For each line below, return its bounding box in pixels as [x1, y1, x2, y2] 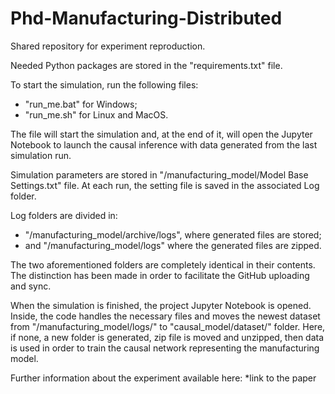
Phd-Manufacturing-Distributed [10, 7, 283, 30]
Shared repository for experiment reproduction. [10, 40, 206, 52]
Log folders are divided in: [10, 209, 118, 221]
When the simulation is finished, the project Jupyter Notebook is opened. [10, 299, 312, 311]
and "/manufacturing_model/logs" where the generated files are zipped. [24, 239, 322, 251]
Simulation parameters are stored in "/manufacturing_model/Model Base [10, 168, 309, 181]
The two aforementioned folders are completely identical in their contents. [10, 258, 316, 271]
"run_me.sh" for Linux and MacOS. [24, 108, 169, 121]
